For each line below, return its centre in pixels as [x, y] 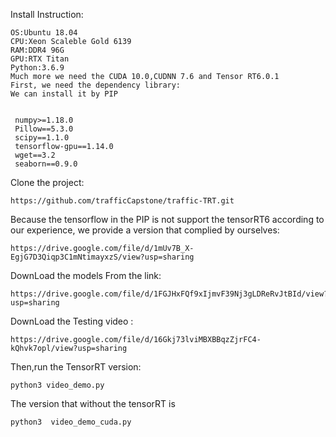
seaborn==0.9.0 [46, 164]
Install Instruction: [47, 14]
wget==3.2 [35, 155]
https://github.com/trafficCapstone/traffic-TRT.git [122, 201]
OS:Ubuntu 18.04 [44, 33]
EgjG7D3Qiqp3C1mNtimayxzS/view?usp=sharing [102, 257]
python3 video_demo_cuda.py [71, 422]
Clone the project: [47, 182]
